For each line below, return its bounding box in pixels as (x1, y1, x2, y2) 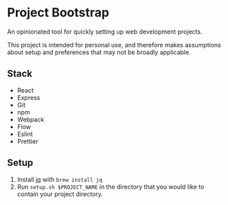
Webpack (16, 115, 45, 123)
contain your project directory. (16, 190, 103, 198)
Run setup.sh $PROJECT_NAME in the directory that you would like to (16, 182, 205, 191)
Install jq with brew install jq (16, 175, 103, 183)
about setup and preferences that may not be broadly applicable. (7, 48, 191, 56)
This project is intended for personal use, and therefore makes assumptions (7, 40, 221, 49)
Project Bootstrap (7, 5, 110, 21)
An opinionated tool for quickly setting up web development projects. (7, 27, 203, 36)
